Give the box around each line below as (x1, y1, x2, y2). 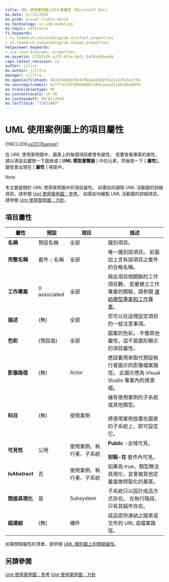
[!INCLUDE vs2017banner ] (5, 141, 59, 147)
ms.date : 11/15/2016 (5, 12, 49, 17)
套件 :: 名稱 (38, 256, 64, 263)
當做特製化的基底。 (113, 478, 158, 485)
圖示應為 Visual (124, 369, 160, 376)
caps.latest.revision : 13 (5, 59, 59, 64)
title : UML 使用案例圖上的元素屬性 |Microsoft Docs (5, 7, 108, 13)
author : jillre (5, 63, 37, 68)
